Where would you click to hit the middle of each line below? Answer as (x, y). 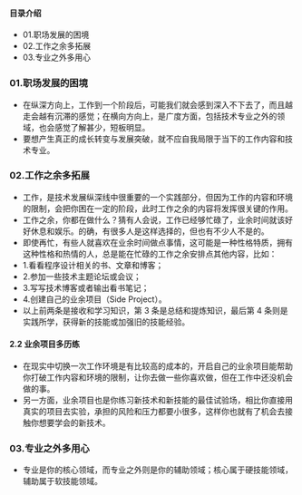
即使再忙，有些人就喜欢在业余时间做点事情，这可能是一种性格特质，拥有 (157, 242)
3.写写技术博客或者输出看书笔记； (86, 287)
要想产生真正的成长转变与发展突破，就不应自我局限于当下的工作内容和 (154, 139)
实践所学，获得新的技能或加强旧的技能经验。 (106, 322)
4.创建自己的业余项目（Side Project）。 (94, 299)
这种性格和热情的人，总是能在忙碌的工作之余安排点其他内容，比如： (150, 254)
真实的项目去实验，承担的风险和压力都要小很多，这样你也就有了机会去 (154, 411)
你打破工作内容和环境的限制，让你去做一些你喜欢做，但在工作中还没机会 (157, 377)
